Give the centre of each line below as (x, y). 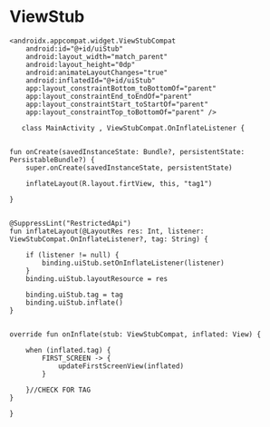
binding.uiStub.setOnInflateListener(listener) (133, 263)
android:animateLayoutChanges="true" (97, 73)
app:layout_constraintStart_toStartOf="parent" (117, 104)
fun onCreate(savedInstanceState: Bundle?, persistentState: (127, 151)
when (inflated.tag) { (68, 350)
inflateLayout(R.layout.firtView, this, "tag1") (119, 183)
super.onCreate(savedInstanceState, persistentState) (129, 168)
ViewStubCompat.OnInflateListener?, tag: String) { (109, 239)
